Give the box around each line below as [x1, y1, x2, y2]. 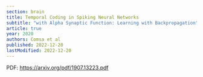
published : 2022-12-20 [6, 42, 63, 48]
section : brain [6, 8, 45, 15]
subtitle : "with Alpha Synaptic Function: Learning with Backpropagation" [6, 20, 199, 26]
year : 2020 [6, 31, 34, 37]
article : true [6, 25, 42, 32]
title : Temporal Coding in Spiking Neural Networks [6, 14, 139, 20]
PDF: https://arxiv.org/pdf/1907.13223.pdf [6, 64, 109, 71]
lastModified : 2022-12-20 [6, 48, 71, 54]
